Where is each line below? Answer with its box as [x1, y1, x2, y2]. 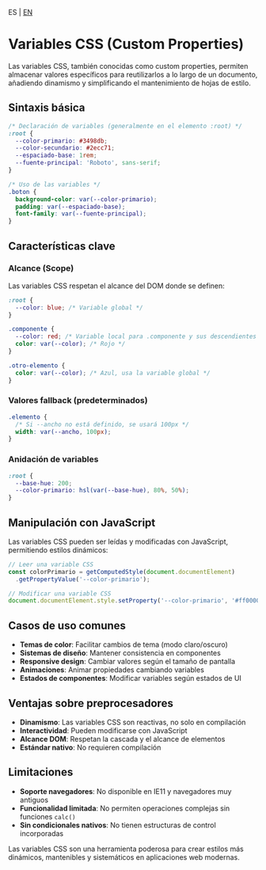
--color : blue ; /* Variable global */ [15, 303, 144, 312]
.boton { [8, 188, 37, 196]
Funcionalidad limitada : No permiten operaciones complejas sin [19, 804, 230, 813]
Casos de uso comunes [8, 618, 127, 633]
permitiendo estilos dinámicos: [8, 545, 108, 554]
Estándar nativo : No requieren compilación [19, 743, 161, 752]
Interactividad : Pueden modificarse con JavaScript [19, 725, 188, 735]
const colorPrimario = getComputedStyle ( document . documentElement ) [8, 568, 236, 576]
